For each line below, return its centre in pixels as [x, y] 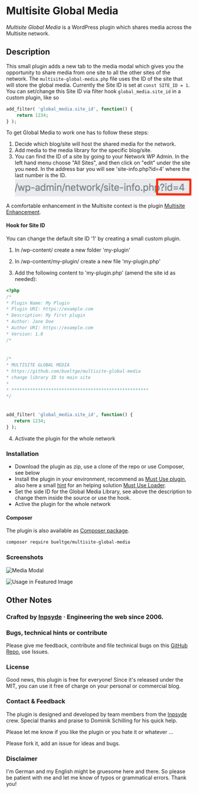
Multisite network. [28, 33]
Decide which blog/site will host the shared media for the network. [95, 144]
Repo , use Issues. [28, 652]
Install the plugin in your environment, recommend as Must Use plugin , [100, 479]
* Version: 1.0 [25, 334]
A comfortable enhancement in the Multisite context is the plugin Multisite [96, 206]
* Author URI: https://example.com [50, 328]
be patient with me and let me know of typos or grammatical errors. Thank [96, 778]
